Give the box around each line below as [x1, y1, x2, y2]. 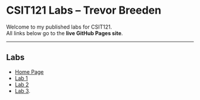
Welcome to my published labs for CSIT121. [6, 23, 112, 30]
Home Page [14, 68, 44, 75]
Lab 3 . [14, 87, 31, 94]
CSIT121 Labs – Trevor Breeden [6, 4, 162, 17]
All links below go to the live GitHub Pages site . [6, 29, 123, 36]
